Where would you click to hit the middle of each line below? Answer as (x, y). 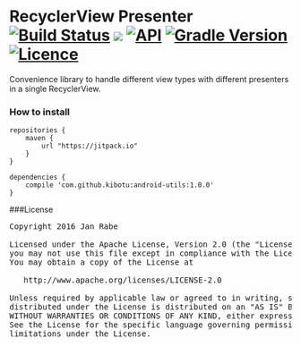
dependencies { (38, 177)
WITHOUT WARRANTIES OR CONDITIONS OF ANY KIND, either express (151, 316)
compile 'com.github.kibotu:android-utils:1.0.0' (120, 185)
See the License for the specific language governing (130, 325)
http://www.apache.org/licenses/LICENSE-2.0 (123, 280)
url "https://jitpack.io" (90, 146)
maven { (39, 139)
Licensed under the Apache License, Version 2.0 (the (130, 245)
